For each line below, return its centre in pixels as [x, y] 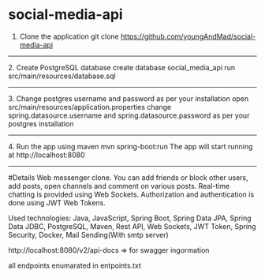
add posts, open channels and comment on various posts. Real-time [119, 186]
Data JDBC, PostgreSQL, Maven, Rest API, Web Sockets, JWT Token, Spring [132, 226]
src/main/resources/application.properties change [90, 107]
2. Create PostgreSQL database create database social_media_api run [122, 67]
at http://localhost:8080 [47, 155]
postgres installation [41, 123]
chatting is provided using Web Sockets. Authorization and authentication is [131, 194]
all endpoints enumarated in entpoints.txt [75, 265]
